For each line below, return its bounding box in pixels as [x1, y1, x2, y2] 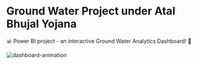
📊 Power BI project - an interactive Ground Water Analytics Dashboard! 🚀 [6, 37, 191, 45]
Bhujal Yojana [6, 17, 77, 31]
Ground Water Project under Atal [6, 4, 176, 18]
